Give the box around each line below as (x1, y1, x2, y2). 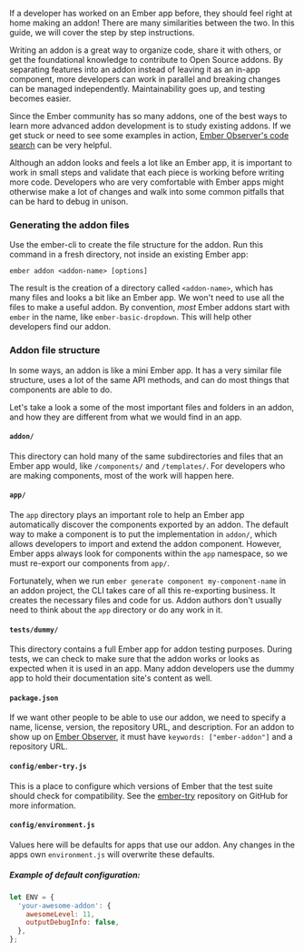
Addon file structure (9, 344, 101, 357)
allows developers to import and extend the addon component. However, (9, 539, 282, 549)
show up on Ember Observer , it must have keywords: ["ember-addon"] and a (9, 732, 293, 743)
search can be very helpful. (9, 140, 113, 150)
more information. (9, 800, 76, 811)
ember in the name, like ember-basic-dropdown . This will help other (9, 311, 252, 322)
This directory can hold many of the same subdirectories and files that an (9, 451, 284, 461)
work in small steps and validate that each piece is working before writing (9, 167, 285, 177)
